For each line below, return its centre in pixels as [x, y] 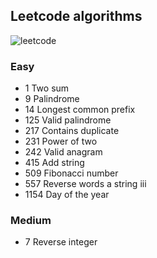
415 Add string [54, 163]
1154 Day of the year [67, 195]
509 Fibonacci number [71, 173]
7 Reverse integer [61, 242]
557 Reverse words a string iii [85, 184]
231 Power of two [61, 141]
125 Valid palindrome [68, 120]
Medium [31, 221]
